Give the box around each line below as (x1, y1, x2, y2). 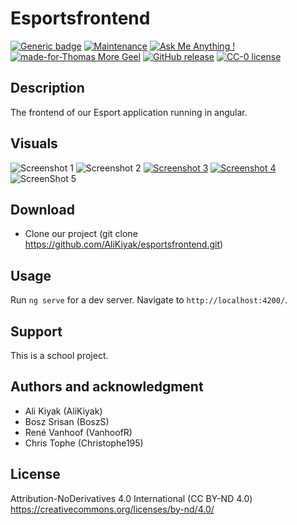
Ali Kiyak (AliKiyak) (24, 405, 103, 417)
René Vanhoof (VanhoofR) (24, 426, 133, 438)
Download (10, 201, 75, 218)
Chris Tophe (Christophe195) (24, 437, 144, 449)
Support (10, 323, 63, 340)
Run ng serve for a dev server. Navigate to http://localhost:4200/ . (10, 294, 288, 306)
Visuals (10, 135, 58, 152)
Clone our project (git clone (24, 228, 138, 240)
